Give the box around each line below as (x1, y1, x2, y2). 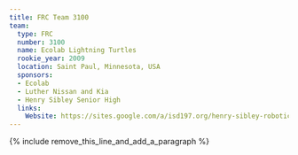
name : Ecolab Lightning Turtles (17, 46, 137, 55)
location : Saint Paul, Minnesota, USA (17, 63, 161, 72)
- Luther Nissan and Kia (17, 87, 109, 96)
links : (17, 104, 42, 112)
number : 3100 (17, 37, 66, 47)
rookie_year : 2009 (17, 54, 86, 63)
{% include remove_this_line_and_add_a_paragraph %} (9, 136, 210, 147)
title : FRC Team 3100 (9, 12, 90, 22)
